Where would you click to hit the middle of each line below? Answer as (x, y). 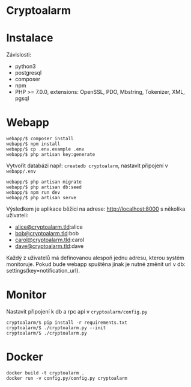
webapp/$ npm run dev (33, 193)
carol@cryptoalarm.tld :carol (50, 240)
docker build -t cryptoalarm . (45, 373)
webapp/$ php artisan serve (41, 198)
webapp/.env (21, 172)
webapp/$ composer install (40, 139)
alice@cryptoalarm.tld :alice (49, 227)
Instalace (30, 38)
